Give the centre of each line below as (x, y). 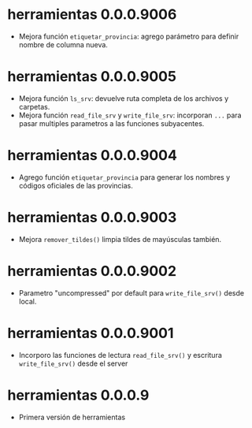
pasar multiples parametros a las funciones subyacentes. (111, 123)
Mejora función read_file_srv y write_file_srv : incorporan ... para (130, 115)
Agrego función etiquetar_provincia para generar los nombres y (124, 177)
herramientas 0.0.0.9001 (91, 333)
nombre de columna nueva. (63, 44)
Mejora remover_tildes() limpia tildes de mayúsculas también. (120, 239)
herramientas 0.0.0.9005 (92, 77)
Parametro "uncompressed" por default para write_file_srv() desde (132, 292)
